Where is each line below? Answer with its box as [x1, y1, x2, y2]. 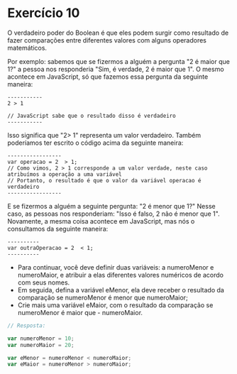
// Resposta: [7, 321, 46, 329]
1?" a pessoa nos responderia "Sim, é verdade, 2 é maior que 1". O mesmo [7, 65, 225, 73]
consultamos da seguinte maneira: [7, 224, 109, 233]
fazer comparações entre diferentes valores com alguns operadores [7, 35, 207, 44]
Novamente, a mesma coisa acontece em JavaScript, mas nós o [7, 216, 195, 225]
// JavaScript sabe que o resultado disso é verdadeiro [7, 112, 176, 119]
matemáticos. [7, 43, 48, 52]
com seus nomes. [17, 278, 70, 287]
